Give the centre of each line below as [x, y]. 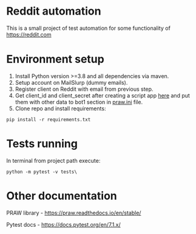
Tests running [42, 144]
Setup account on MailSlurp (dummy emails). [71, 82]
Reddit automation [54, 11]
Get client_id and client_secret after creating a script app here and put [102, 95]
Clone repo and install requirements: [60, 108]
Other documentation [62, 196]
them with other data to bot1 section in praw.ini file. [79, 102]
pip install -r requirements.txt [49, 119]
